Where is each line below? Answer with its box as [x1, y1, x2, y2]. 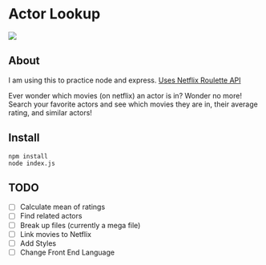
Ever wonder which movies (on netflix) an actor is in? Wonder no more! [8, 90, 243, 100]
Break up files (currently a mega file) [19, 220, 141, 230]
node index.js [8, 159, 56, 167]
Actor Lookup [8, 5, 101, 23]
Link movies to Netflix [19, 229, 92, 239]
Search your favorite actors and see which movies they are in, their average [8, 99, 258, 109]
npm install [8, 152, 48, 160]
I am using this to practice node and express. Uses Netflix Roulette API [8, 75, 242, 85]
